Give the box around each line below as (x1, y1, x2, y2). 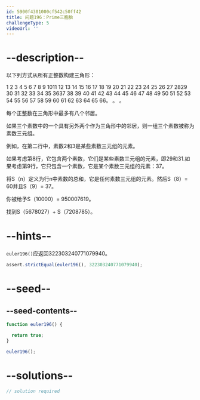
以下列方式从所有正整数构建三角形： (6, 72, 96, 79)
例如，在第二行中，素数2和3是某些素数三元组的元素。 (6, 143, 139, 150)
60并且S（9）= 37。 (6, 183, 57, 190)
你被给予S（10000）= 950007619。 (6, 195, 94, 203)
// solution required (6, 389, 60, 395)
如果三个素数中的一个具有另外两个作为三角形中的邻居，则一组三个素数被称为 (6, 122, 195, 130)
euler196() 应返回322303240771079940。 (6, 250, 110, 257)
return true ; (11, 332, 44, 338)
